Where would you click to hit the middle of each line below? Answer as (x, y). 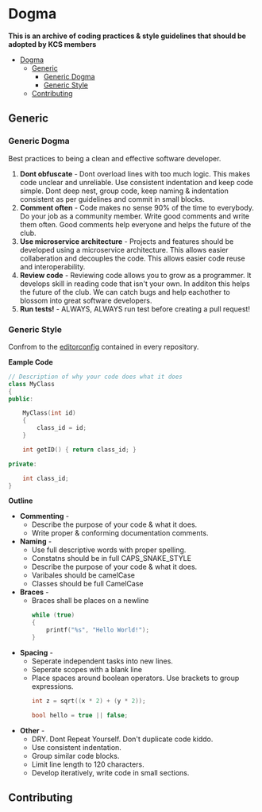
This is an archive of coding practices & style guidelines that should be (127, 36)
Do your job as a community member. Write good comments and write (135, 216)
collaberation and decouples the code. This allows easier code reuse (132, 258)
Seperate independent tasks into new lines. (102, 661)
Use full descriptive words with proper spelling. (109, 550)
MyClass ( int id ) (50, 413)
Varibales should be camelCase (83, 575)
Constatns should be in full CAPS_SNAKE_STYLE (112, 559)
